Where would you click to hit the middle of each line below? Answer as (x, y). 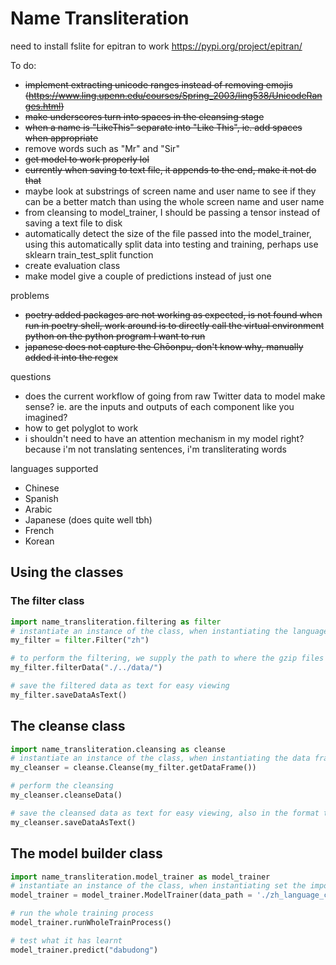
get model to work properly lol (87, 159)
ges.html (43, 106)
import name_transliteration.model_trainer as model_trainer (140, 877)
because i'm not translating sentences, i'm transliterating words (155, 449)
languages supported (54, 468)
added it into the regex (71, 357)
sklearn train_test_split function (89, 254)
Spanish (41, 498)
